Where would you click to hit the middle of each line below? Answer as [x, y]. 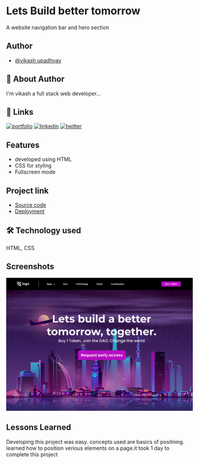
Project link [28, 190]
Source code [30, 205]
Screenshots [30, 266]
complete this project [32, 454]
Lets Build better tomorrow [73, 11]
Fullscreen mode [35, 172]
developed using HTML [43, 159]
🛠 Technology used [44, 231]
